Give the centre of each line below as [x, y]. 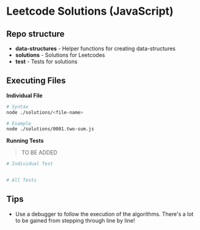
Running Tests [25, 141]
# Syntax [17, 106]
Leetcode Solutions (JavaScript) [90, 11]
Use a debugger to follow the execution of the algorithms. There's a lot [104, 214]
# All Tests [21, 180]
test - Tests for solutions [46, 61]
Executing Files [36, 81]
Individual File [24, 95]
